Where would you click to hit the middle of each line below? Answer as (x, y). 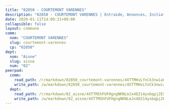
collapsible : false (26, 24)
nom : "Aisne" (23, 57)
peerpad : (14, 71)
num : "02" (20, 66)
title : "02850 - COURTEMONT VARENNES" (46, 10)
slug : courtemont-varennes (38, 43)
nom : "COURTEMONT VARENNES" (39, 38)
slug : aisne (22, 61)
